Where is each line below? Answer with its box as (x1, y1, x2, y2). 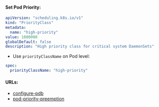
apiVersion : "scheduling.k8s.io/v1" (5, 15, 83, 20)
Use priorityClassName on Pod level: (12, 53, 90, 59)
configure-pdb (12, 90, 44, 97)
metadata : (5, 25, 27, 30)
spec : (5, 63, 17, 69)
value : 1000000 (5, 34, 38, 39)
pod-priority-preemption (12, 96, 65, 102)
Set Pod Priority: (5, 4, 41, 10)
